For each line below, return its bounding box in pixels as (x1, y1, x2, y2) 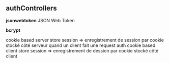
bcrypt (6, 27, 21, 33)
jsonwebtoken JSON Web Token (6, 17, 75, 23)
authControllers (6, 4, 58, 13)
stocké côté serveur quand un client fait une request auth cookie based (6, 42, 156, 48)
